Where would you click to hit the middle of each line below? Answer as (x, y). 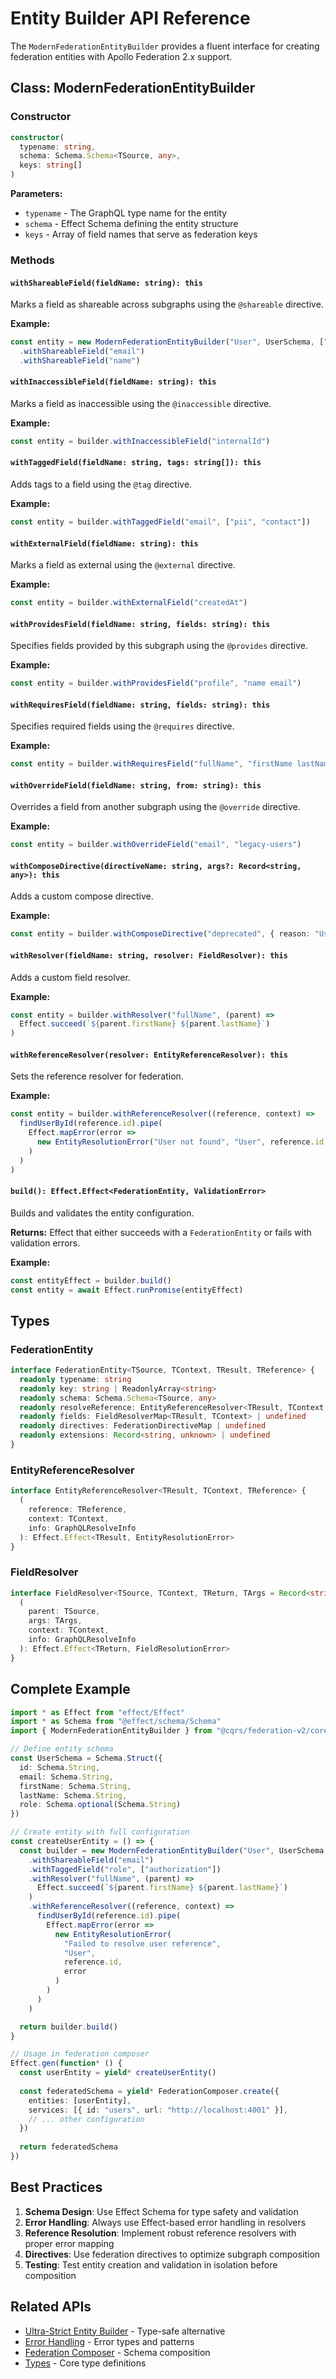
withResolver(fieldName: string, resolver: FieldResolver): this (149, 955)
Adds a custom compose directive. (82, 896)
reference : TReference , (78, 1510)
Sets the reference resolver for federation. (97, 1076)
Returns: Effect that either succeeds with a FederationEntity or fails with (161, 1232)
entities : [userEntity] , (80, 2100)
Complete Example (70, 1689)
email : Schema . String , (66, 1777)
